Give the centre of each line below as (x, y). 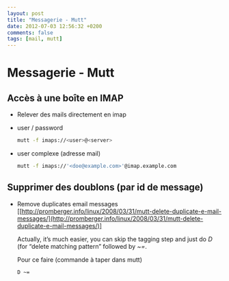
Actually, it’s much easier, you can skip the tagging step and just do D (115, 239)
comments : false (30, 33)
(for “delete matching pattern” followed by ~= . (82, 246)
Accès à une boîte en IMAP (66, 98)
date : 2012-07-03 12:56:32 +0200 (55, 26)
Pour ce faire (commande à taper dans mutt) (79, 259)
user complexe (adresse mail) (59, 154)
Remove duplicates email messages (67, 204)
